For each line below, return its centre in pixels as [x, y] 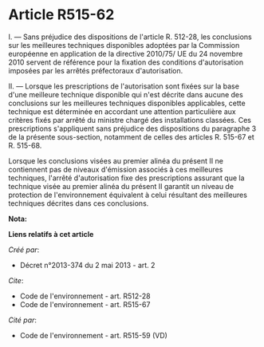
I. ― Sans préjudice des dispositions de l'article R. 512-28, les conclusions [130, 37]
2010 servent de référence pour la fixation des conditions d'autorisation [126, 62]
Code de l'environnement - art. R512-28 [85, 296]
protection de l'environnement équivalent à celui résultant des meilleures [128, 195]
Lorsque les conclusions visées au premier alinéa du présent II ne [116, 160]
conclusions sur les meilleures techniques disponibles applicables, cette [127, 103]
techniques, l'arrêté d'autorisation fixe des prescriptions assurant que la [126, 178]
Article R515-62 [61, 15]
